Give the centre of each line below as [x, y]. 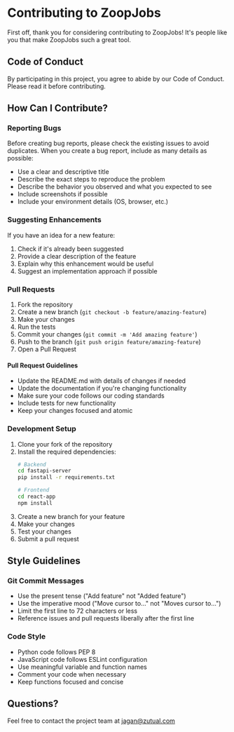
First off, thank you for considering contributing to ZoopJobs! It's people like [117, 32]
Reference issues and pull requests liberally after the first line [106, 618]
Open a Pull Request [47, 349]
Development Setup [42, 429]
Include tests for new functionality [67, 403]
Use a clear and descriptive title [63, 172]
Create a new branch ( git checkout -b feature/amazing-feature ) [112, 312]
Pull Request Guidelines [43, 365]
